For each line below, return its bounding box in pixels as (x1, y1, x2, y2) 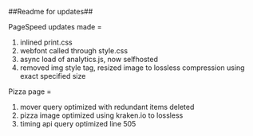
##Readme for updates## (8, 7, 93, 16)
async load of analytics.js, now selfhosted (19, 55, 158, 64)
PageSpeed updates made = (8, 22, 102, 31)
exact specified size (19, 72, 86, 80)
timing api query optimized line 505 (19, 119, 136, 128)
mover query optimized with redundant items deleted (19, 103, 195, 111)
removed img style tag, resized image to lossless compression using (19, 63, 245, 72)
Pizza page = (8, 87, 52, 96)
